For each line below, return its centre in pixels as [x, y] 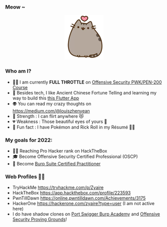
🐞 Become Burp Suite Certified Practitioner [56, 163]
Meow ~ [15, 7]
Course [20, 87]
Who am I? [18, 71]
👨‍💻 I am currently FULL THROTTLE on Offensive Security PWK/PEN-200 [87, 82]
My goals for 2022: [29, 140]
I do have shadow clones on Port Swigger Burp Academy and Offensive [86, 214]
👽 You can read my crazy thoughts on [52, 103]
